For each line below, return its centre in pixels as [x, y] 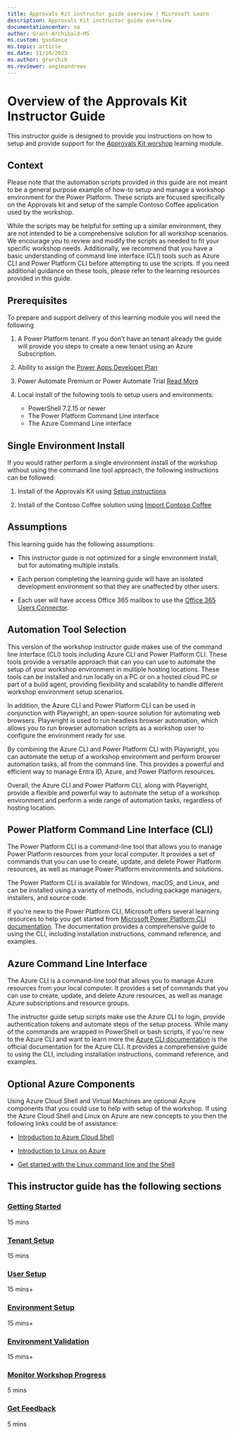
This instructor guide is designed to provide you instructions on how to [110, 135]
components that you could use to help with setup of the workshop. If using [117, 1109]
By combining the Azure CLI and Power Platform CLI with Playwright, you [113, 749]
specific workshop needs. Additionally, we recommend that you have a [110, 248]
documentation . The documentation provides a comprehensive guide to [111, 926]
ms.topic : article [34, 47]
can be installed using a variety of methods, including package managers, [114, 890]
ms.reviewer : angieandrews [47, 66]
